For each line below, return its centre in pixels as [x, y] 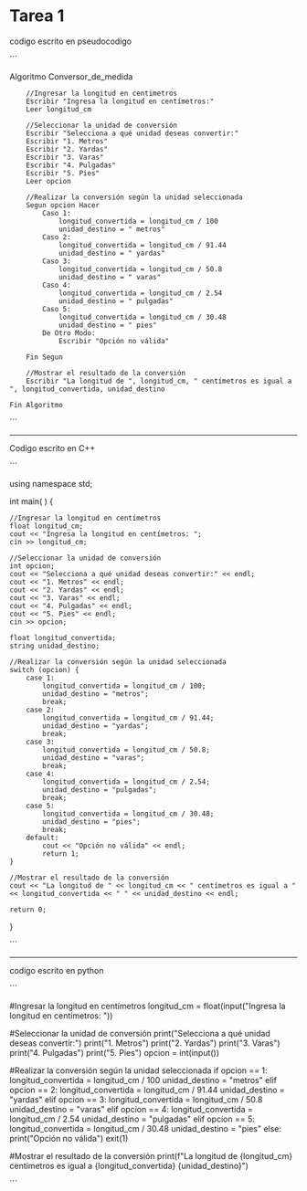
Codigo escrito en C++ [53, 448]
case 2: [40, 710]
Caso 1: [57, 213]
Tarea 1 [37, 16]
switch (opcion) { [44, 669]
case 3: [40, 742]
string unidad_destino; [55, 646]
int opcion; [32, 566]
